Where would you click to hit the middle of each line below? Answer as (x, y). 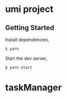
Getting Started (30, 28)
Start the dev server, (26, 58)
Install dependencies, (27, 39)
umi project (29, 9)
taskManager (33, 87)
